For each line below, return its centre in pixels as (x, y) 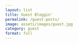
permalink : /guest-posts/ (32, 19)
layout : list (19, 10)
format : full (19, 33)
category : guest (22, 29)
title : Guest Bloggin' (29, 15)
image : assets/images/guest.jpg (39, 24)
